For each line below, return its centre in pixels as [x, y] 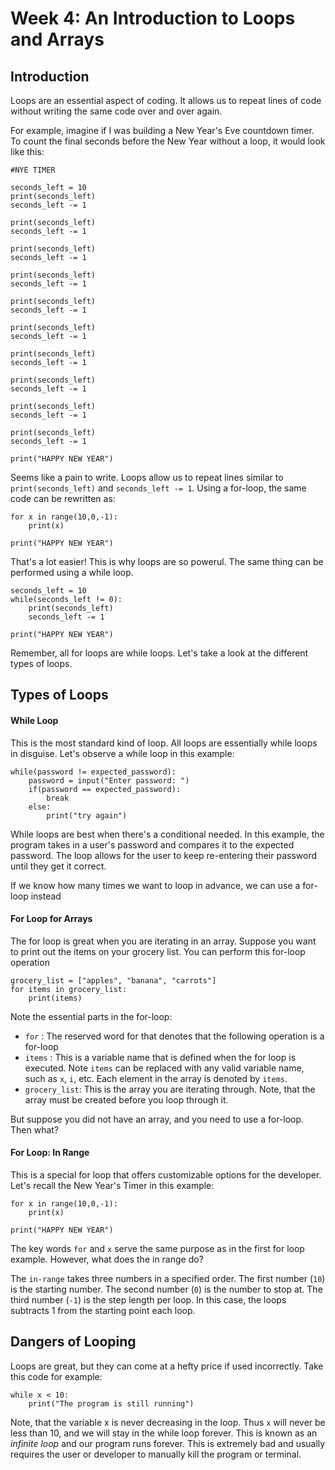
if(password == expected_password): [105, 789]
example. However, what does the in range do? [107, 1259]
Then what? [35, 1129]
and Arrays [57, 39]
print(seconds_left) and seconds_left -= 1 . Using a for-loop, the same [158, 488]
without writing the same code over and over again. [116, 111]
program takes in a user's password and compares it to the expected [152, 844]
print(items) [55, 998]
